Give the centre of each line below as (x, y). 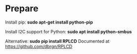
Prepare (22, 9)
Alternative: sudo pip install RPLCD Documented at (57, 41)
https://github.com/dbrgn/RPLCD (39, 46)
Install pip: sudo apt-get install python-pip (49, 22)
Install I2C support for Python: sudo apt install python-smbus (68, 31)
